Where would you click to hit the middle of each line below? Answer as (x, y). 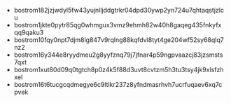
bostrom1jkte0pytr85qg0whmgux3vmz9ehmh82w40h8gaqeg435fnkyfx (118, 25)
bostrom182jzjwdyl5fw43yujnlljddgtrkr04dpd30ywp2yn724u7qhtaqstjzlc (119, 10)
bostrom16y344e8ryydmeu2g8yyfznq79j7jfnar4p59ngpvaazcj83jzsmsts (118, 55)
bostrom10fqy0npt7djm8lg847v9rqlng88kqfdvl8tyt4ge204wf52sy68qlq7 (119, 40)
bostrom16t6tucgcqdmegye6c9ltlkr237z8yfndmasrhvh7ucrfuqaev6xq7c (118, 84)
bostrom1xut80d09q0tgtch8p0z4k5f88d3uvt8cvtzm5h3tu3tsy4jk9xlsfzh (119, 70)
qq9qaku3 (29, 32)
